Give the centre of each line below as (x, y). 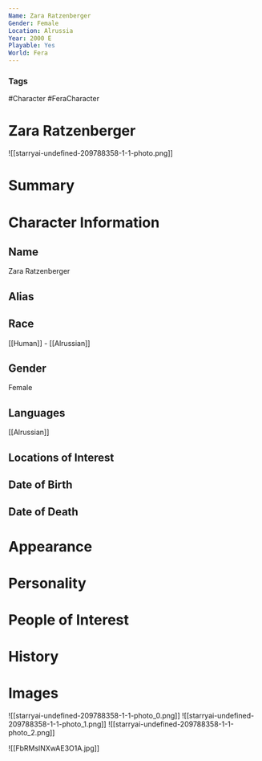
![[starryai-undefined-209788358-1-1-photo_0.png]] (94, 716)
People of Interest (69, 620)
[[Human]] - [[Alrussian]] (49, 343)
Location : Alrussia (41, 31)
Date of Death (43, 512)
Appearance (50, 546)
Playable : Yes (32, 46)
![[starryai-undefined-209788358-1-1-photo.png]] (91, 153)
